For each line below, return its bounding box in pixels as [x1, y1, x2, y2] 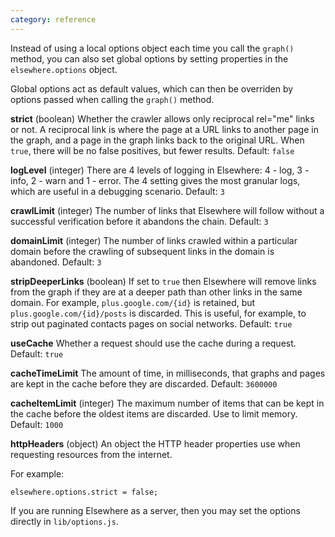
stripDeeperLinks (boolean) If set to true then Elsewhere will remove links [10, 275, 317, 287]
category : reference [10, 14, 97, 25]
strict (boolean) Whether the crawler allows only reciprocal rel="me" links [10, 112, 315, 125]
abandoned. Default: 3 [10, 256, 102, 268]
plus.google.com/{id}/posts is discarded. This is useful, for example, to [10, 307, 307, 319]
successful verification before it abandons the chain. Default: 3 [10, 215, 269, 227]
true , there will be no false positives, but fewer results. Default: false [10, 144, 295, 156]
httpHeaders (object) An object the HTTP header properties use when [10, 437, 301, 450]
